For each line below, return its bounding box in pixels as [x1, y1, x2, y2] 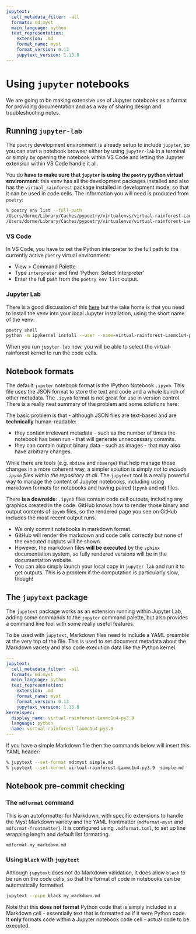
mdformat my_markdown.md [6, 842, 66, 848]
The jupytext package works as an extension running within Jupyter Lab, [6, 608, 183, 615]
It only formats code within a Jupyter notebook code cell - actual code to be [6, 916, 190, 923]
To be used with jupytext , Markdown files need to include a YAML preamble [6, 631, 190, 638]
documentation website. [14, 557, 73, 564]
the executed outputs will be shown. [14, 538, 102, 545]
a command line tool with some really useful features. [6, 620, 135, 627]
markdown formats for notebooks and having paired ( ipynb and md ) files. [6, 484, 180, 491]
